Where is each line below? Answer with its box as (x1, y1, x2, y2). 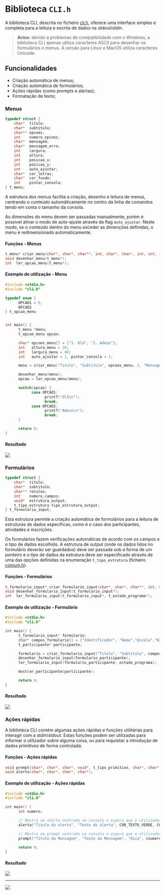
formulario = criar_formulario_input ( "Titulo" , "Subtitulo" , (18, 651, 146, 656)
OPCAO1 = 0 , (18, 300, 43, 305)
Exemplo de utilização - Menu (5, 271, 67, 277)
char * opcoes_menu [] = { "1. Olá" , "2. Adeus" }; (18, 340, 118, 345)
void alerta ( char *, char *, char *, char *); (5, 770, 93, 775)
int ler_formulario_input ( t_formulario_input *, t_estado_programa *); (5, 593, 153, 599)
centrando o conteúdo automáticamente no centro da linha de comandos (5, 199, 153, 205)
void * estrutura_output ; (14, 498, 67, 503)
